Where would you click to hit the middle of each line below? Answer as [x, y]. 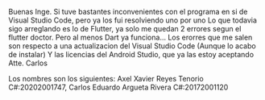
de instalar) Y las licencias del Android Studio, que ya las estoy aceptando [131, 54]
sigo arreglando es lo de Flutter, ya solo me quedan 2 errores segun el [125, 29]
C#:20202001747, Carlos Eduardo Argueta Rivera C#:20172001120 [118, 87]
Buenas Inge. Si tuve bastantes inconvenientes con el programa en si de [128, 12]
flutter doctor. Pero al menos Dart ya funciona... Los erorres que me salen [130, 37]
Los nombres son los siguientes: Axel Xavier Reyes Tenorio [106, 79]
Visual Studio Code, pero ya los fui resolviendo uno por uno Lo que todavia [133, 20]
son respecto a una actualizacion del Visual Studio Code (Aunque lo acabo [132, 46]
